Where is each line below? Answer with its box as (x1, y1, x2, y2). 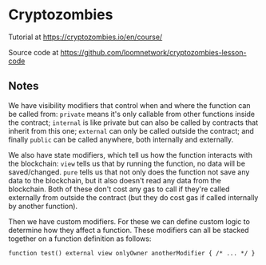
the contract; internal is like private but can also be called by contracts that (8, 118, 259, 127)
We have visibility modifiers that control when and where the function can (8, 100, 251, 110)
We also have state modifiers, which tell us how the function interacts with (8, 150, 253, 159)
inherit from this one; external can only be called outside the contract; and (8, 126, 254, 135)
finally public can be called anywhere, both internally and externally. (8, 135, 234, 144)
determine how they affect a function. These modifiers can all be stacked (8, 225, 249, 235)
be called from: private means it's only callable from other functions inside (8, 109, 256, 118)
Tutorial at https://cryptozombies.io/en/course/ (8, 32, 163, 42)
